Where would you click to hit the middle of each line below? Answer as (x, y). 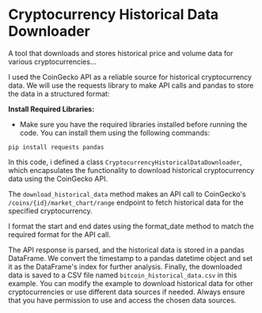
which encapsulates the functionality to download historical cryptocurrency (131, 170)
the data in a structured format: (59, 93)
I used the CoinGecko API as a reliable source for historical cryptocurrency (130, 77)
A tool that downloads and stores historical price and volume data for (121, 53)
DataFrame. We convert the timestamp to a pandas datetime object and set (131, 258)
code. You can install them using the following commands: (115, 133)
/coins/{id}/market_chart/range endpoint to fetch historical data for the (126, 202)
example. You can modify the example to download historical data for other (131, 283)
